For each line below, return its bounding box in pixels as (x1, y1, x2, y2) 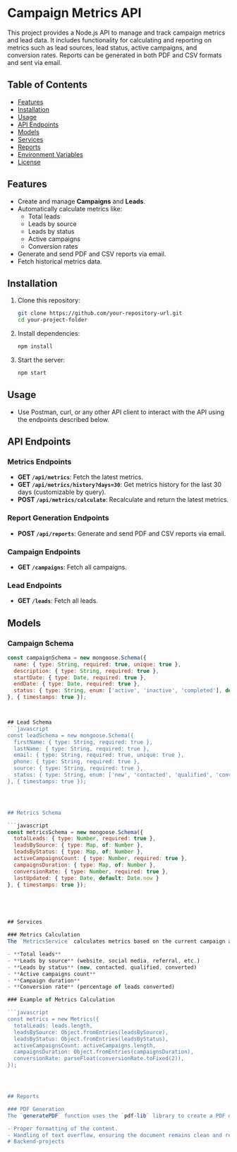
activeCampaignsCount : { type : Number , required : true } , (13, 855, 188, 862)
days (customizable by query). (17, 488, 107, 496)
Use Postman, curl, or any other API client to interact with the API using (17, 408, 224, 416)
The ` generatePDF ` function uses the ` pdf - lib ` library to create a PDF (7, 1112, 226, 1119)
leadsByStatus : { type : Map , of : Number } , (13, 848, 143, 856)
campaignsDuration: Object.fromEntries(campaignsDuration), (13, 1048, 194, 1056)
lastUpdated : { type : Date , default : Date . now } (13, 874, 159, 881)
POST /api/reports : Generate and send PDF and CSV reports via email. (17, 529, 226, 538)
